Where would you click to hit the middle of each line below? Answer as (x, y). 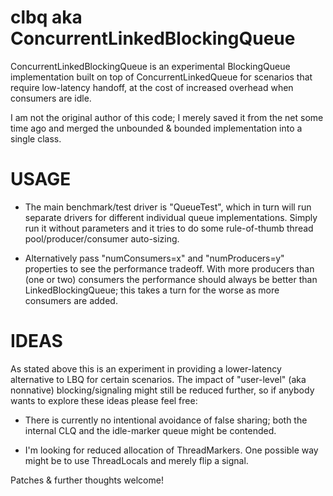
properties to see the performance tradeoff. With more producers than (169, 268)
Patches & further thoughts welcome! (87, 480)
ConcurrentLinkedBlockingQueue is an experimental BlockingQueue (150, 66)
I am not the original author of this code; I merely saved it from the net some (167, 117)
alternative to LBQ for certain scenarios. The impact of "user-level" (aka (158, 379)
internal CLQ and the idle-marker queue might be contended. (150, 430)
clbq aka (46, 17)
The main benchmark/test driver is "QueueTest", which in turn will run (168, 207)
